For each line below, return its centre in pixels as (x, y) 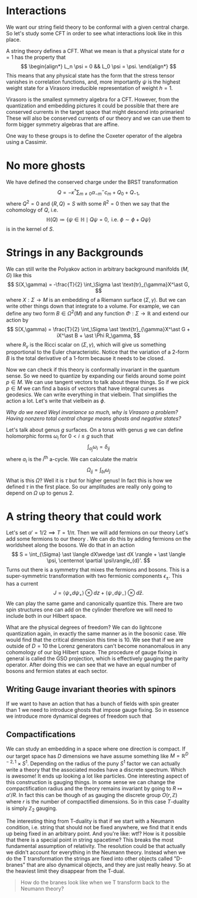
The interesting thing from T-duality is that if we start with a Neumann (90, 821)
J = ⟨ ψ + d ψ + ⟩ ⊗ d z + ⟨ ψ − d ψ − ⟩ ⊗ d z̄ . (98, 593)
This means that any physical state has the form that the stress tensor (90, 75)
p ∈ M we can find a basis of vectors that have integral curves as (85, 388)
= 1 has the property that (36, 57)
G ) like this (19, 275)
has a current (22, 584)
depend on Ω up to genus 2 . (40, 493)
